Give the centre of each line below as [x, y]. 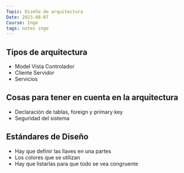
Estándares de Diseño [47, 137]
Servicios [26, 79]
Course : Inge [22, 23]
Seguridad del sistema [42, 118]
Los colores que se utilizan [47, 157]
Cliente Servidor [34, 73]
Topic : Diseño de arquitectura [45, 12]
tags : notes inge [28, 28]
